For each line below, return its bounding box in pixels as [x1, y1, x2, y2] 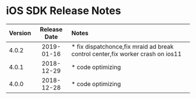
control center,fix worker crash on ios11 [71, 50, 182, 58]
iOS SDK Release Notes [6, 4, 121, 18]
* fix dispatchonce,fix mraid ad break [71, 42, 174, 50]
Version [9, 29, 32, 37]
